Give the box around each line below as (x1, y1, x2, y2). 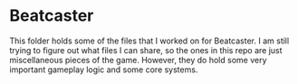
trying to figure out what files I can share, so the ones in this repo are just (9, 44, 283, 55)
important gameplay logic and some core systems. (9, 64, 198, 75)
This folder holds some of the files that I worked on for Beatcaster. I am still (9, 35, 290, 46)
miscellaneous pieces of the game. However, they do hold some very (9, 54, 267, 65)
